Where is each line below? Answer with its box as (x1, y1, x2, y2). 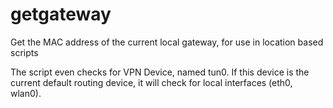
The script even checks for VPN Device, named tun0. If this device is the (10, 66, 310, 78)
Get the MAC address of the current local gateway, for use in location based (10, 36, 324, 48)
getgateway (10, 3, 112, 26)
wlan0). (10, 87, 42, 99)
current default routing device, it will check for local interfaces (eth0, (10, 76, 293, 88)
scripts (10, 46, 39, 58)
